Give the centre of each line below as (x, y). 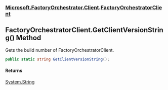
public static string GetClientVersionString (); (57, 59)
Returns (14, 71)
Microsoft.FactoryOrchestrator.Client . (53, 8)
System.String (20, 81)
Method (29, 38)
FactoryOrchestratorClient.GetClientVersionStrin (84, 30)
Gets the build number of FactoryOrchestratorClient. (60, 50)
